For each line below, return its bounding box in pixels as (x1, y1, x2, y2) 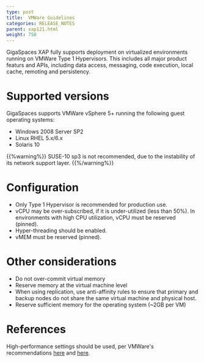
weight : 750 (6, 32, 37, 38)
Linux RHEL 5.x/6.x (15, 135, 63, 142)
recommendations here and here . (6, 349, 90, 356)
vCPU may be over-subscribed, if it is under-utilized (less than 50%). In (15, 207, 195, 215)
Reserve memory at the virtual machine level (15, 281, 128, 289)
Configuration (6, 181, 79, 194)
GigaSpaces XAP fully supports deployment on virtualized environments (6, 48, 188, 56)
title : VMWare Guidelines (6, 15, 75, 21)
